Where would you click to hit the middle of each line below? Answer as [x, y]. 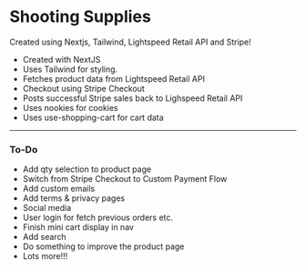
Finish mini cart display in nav [78, 227]
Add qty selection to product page [87, 169]
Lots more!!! [45, 256]
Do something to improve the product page [103, 246]
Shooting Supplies [81, 17]
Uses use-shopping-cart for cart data [93, 117]
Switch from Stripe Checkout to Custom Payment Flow [125, 179]
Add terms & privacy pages [74, 198]
